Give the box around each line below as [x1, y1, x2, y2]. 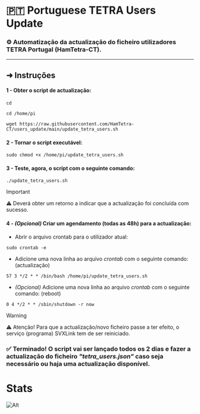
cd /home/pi [6, 111, 36, 117]
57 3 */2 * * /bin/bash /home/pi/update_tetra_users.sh [6, 273, 148, 279]
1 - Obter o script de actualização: [6, 87, 92, 94]
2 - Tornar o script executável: [6, 138, 83, 146]
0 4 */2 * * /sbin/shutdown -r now [6, 301, 95, 307]
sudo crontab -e [6, 245, 46, 251]
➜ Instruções [6, 70, 56, 81]
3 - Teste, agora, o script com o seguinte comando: [6, 165, 135, 172]
